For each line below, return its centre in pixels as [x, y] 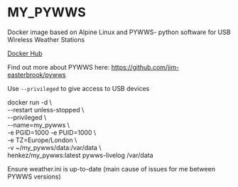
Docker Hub [25, 53]
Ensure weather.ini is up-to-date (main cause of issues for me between [111, 169]
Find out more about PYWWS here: [59, 67]
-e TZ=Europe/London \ [42, 140]
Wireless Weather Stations [46, 39]
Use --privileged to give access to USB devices [79, 88]
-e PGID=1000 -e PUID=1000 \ [52, 132]
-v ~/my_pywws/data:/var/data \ [54, 147]
